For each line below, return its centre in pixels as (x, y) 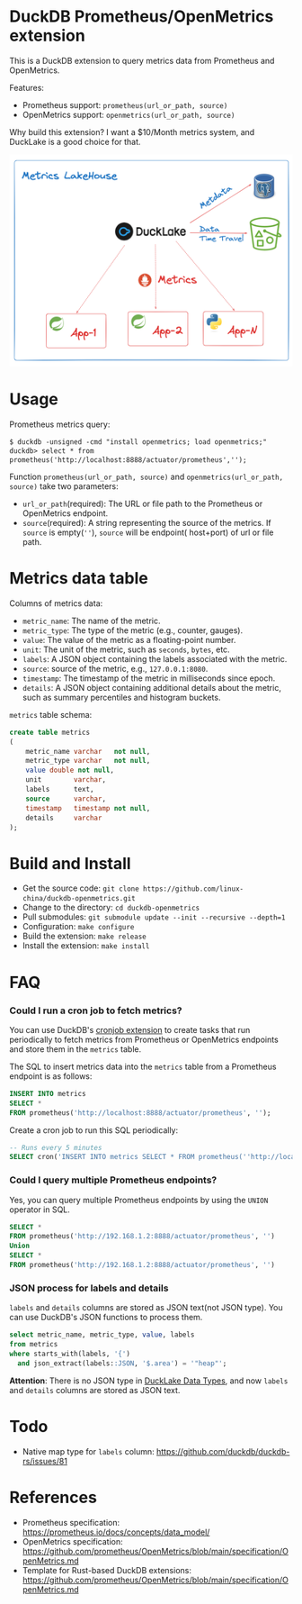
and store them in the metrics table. (75, 1049)
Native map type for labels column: (88, 1451)
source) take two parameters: (64, 486)
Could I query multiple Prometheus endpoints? (113, 1180)
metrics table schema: (51, 714)
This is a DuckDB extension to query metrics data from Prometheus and (142, 60)
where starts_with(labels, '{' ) (70, 1354)
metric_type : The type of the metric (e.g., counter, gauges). (133, 630)
